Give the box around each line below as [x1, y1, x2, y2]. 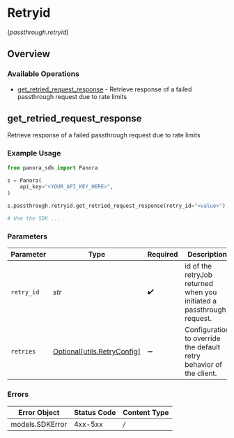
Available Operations [7, 69, 80, 79]
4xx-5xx [74, 419, 103, 429]
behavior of [184, 360, 223, 370]
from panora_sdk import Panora [7, 164, 98, 172]
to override [184, 333, 221, 343]
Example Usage [7, 149, 61, 158]
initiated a [184, 296, 217, 306]
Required [147, 250, 178, 259]
